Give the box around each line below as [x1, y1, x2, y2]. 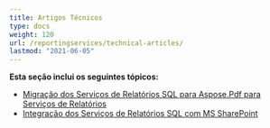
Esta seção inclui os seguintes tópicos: [9, 71, 159, 82]
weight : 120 [9, 30, 54, 39]
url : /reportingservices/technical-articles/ [9, 38, 183, 48]
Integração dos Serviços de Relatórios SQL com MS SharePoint [22, 108, 259, 119]
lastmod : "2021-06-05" [9, 47, 95, 56]
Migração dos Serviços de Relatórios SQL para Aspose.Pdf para [22, 89, 262, 100]
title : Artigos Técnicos [9, 13, 103, 23]
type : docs [9, 22, 51, 31]
